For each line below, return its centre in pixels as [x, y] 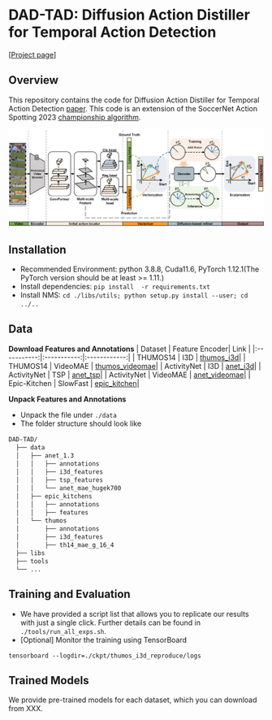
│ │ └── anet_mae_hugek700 [69, 488]
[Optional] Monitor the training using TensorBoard [104, 640]
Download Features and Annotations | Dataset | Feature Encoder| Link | [130, 349]
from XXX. [26, 709]
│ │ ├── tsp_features [60, 480]
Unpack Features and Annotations [67, 399]
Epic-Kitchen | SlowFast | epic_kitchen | [74, 383]
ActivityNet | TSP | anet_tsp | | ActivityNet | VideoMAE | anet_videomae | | [130, 375]
